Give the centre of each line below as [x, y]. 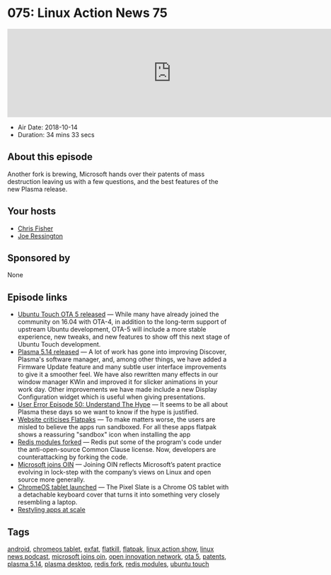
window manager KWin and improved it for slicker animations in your [118, 382]
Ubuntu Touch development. [59, 344]
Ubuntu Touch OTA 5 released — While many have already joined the [118, 314]
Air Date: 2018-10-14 [47, 127]
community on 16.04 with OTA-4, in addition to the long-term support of [122, 322]
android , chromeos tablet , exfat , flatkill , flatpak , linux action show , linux [111, 549]
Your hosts [32, 211]
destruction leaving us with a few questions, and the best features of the [113, 181]
